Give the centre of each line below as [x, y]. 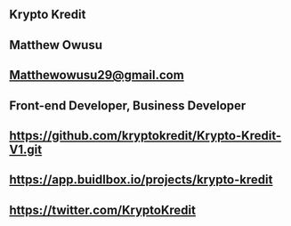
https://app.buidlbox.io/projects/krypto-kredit [141, 180]
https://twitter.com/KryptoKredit [102, 210]
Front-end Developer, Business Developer [128, 105]
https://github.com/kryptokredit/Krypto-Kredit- [145, 136]
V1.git [26, 149]
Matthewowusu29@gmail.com [97, 75]
